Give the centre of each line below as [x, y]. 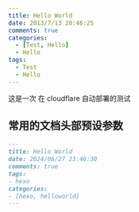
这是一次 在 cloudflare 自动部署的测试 [69, 98]
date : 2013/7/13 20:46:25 [51, 23]
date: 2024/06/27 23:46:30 [53, 160]
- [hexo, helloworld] [44, 196]
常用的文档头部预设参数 [66, 126]
